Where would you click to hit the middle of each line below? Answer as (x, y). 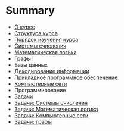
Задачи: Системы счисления (51, 102)
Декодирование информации (52, 71)
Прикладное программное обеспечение (66, 77)
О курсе (24, 27)
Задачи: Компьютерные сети (51, 115)
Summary (30, 10)
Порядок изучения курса (46, 39)
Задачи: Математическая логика (56, 109)
